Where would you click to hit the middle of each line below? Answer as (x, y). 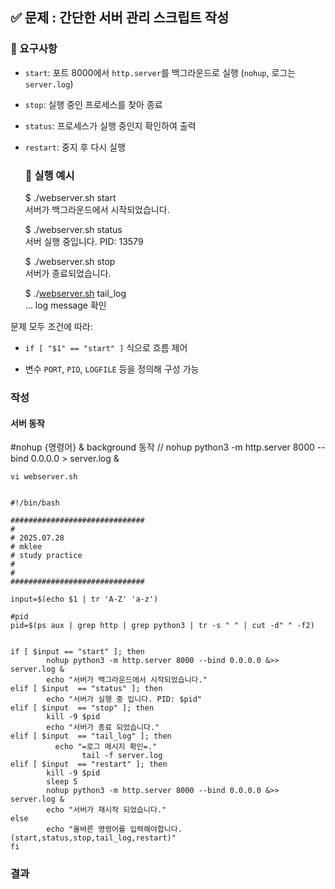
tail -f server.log (122, 756)
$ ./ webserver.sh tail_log (75, 293)
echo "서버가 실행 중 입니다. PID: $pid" (124, 699)
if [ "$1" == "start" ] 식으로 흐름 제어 (106, 347)
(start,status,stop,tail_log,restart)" (93, 838)
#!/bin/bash (35, 503)
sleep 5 (62, 782)
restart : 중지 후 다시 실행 (75, 147)
